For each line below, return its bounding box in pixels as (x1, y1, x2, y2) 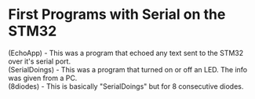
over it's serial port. (8, 57, 71, 66)
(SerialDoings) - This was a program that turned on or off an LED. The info (8, 64, 248, 74)
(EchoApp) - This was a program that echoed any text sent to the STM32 (8, 48, 244, 57)
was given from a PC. (8, 73, 78, 82)
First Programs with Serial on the (8, 5, 226, 24)
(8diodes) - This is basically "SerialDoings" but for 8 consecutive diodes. (8, 81, 244, 91)
